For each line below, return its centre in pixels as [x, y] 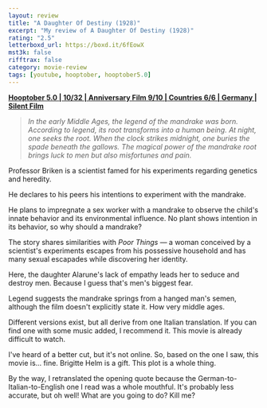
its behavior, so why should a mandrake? [75, 227]
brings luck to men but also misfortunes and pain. [110, 155]
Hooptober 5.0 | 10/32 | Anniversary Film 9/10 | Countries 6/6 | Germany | [133, 97]
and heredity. [30, 179]
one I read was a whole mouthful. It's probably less [150, 387]
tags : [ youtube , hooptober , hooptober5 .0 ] [80, 75]
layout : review [33, 16]
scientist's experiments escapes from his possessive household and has [127, 251]
